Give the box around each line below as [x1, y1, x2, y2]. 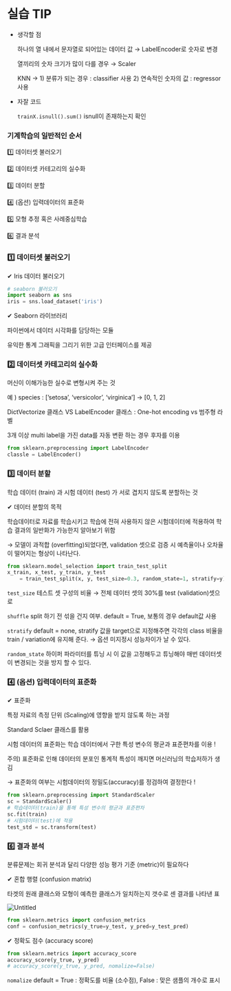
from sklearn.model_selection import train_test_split [7, 563, 168, 569]
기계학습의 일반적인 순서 [7, 131, 82, 140]
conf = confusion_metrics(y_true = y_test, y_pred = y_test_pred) [7, 923, 189, 930]
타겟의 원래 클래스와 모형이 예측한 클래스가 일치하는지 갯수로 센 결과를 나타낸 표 [7, 889, 220, 897]
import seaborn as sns [7, 292, 72, 299]
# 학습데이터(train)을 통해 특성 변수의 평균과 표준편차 [7, 805, 145, 812]
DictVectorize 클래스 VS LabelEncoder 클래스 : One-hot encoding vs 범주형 [7, 408, 217, 416]
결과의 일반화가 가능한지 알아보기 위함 [14, 525, 115, 534]
